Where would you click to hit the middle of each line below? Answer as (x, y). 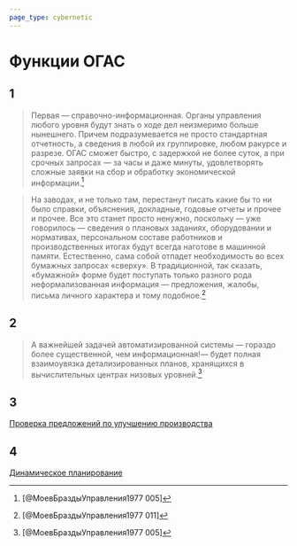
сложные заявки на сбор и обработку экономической (133, 172)
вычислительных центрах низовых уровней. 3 (116, 373)
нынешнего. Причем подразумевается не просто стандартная (149, 134)
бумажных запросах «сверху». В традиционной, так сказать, (146, 266)
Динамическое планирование (66, 473)
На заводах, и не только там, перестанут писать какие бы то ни (151, 199)
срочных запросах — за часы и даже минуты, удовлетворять (147, 162)
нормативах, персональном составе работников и (126, 238)
